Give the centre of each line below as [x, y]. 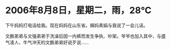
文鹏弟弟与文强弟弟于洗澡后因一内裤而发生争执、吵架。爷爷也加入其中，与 [83, 36]
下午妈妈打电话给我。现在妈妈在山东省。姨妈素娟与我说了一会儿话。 [77, 25]
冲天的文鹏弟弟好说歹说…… [60, 42]
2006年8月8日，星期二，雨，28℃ [78, 10]
